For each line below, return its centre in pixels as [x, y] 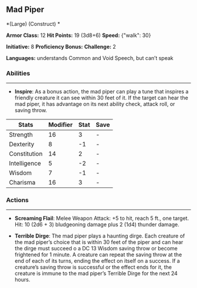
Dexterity [22, 145]
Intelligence [25, 163]
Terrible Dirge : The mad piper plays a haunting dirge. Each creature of [100, 236]
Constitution [26, 154]
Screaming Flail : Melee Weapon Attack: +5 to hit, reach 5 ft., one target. [102, 218]
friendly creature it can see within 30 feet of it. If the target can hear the [101, 98]
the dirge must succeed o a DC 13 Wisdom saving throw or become [96, 249]
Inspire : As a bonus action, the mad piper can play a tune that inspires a [101, 92]
